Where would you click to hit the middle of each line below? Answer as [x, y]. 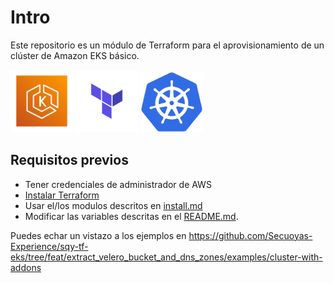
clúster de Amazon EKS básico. [75, 55]
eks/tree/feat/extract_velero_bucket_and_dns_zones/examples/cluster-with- [166, 257]
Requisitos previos [69, 160]
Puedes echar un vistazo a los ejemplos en [98, 235]
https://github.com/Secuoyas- [250, 235]
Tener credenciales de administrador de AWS [118, 184]
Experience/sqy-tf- [49, 246]
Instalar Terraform [62, 195]
